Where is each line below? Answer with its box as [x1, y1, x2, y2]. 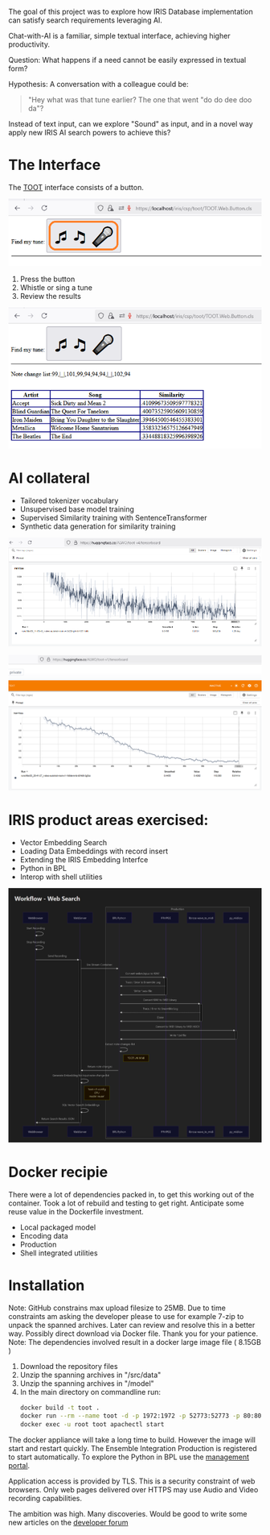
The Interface [8, 156, 101, 174]
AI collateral [8, 469, 90, 487]
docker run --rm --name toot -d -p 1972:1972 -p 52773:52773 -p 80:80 [19, 1412, 262, 1421]
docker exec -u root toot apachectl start [19, 1421, 165, 1429]
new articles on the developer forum [8, 1518, 129, 1528]
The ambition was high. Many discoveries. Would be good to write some [8, 1509, 247, 1519]
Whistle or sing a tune [19, 282, 92, 292]
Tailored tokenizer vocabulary [19, 496, 119, 505]
